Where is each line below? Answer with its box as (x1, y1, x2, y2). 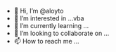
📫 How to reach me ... (13, 37, 79, 45)
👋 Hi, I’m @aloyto (13, 7, 64, 15)
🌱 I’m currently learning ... (13, 22, 89, 30)
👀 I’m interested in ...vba (13, 14, 84, 22)
